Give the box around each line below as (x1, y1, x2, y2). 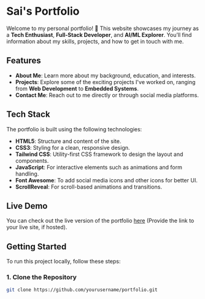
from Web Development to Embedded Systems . (15, 85, 139, 92)
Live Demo (6, 201, 48, 211)
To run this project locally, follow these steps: (6, 258, 121, 265)
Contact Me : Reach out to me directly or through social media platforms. (15, 91, 199, 99)
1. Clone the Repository (6, 273, 77, 282)
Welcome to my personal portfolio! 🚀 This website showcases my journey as (6, 25, 199, 32)
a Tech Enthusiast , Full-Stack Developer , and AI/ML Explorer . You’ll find (6, 31, 192, 38)
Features (6, 55, 41, 66)
